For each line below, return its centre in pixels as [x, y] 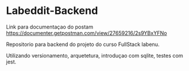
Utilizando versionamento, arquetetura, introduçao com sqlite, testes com [94, 55]
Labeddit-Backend [52, 11]
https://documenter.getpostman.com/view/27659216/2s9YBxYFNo [87, 33]
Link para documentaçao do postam [50, 27]
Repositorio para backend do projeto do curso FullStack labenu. [83, 44]
